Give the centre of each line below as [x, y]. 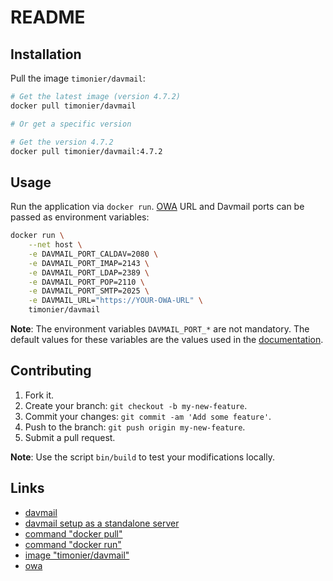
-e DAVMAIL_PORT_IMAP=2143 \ [89, 263]
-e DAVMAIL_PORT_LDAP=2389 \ [89, 272]
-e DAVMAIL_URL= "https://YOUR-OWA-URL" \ [115, 301]
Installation [46, 54]
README [48, 17]
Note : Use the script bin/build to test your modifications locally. [142, 457]
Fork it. [39, 395]
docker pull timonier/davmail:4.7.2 [86, 151]
